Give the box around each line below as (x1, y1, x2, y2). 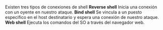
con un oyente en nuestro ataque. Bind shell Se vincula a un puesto (5, 9, 142, 15)
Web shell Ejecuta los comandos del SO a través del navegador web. (5, 19, 145, 25)
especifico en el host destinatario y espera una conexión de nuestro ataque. (5, 15, 159, 20)
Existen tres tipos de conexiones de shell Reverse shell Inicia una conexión (5, 4, 158, 10)
